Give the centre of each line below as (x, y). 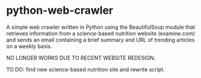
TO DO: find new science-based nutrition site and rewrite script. (85, 69)
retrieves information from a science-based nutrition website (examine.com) (101, 33)
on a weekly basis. (29, 46)
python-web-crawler (60, 10)
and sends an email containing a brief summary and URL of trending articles (100, 40)
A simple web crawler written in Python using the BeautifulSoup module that (101, 27)
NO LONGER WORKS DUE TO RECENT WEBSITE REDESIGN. (81, 58)
